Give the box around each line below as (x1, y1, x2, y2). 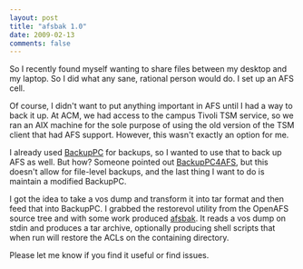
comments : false (9, 38, 71, 48)
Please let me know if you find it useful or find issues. (9, 250, 210, 261)
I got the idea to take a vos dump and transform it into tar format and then (9, 194, 284, 204)
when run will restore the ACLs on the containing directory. (9, 233, 230, 244)
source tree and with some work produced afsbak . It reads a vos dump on (9, 213, 287, 224)
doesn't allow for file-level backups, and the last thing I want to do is (9, 166, 265, 177)
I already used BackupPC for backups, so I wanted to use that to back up (9, 147, 283, 158)
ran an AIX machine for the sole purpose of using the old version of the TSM (9, 120, 295, 131)
